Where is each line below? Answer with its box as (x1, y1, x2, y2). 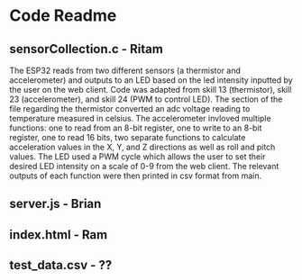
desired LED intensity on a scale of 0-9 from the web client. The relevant (9, 161, 279, 171)
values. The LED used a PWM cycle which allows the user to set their (9, 151, 266, 162)
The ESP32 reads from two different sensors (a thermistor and (9, 65, 242, 76)
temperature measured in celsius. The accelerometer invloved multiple (9, 113, 272, 123)
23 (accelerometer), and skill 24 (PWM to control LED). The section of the (9, 94, 283, 104)
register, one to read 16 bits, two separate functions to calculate (9, 132, 246, 142)
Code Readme (9, 5, 117, 26)
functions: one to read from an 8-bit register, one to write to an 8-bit (9, 122, 262, 133)
